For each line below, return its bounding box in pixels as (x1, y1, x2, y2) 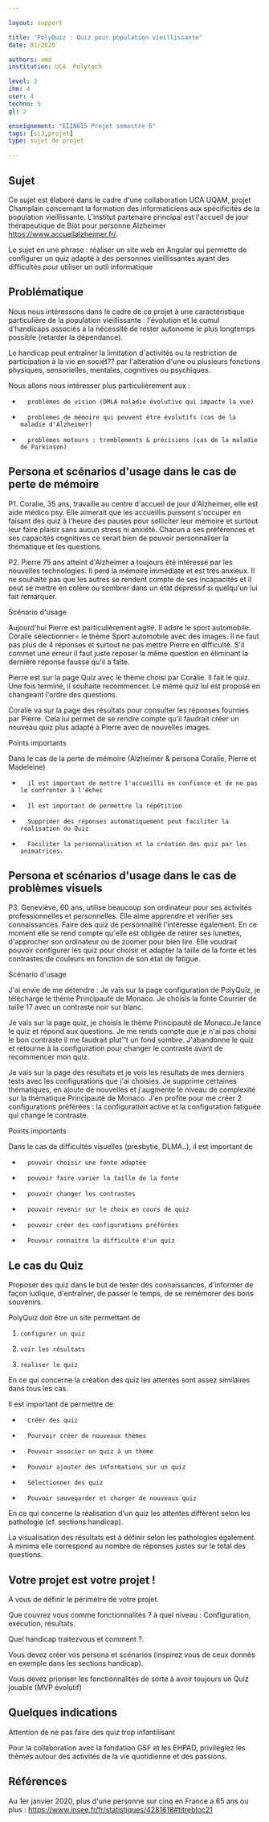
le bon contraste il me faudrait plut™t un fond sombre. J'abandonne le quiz (8, 1035, 255, 1045)
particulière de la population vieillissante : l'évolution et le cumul (8, 315, 220, 324)
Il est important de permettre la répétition (27, 802, 182, 810)
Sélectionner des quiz (27, 1479, 104, 1487)
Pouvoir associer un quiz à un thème (27, 1448, 154, 1456)
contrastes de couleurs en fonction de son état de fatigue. (8, 954, 201, 964)
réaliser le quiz (19, 1361, 79, 1370)
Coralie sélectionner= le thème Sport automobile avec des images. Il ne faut (8, 631, 259, 641)
